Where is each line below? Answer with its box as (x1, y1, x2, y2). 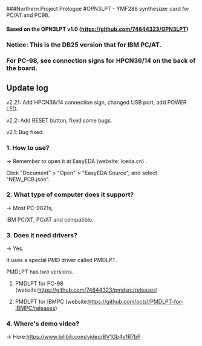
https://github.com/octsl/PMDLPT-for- (88, 298, 183, 306)
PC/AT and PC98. (6, 11, 50, 19)
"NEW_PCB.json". (6, 175, 50, 183)
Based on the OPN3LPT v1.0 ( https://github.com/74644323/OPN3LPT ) (6, 25, 189, 33)
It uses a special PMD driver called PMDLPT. (6, 257, 117, 264)
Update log (6, 83, 48, 93)
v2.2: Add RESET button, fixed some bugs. (6, 117, 112, 124)
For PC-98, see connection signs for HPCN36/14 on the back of (6, 57, 196, 65)
